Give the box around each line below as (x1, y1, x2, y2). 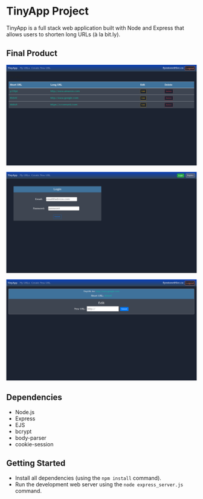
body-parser (14, 434, 47, 441)
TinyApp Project (6, 4, 89, 18)
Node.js (14, 408, 35, 415)
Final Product (6, 48, 57, 59)
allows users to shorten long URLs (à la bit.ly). (6, 30, 121, 38)
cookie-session (14, 440, 54, 448)
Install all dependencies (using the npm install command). (14, 474, 162, 481)
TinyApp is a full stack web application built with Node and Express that (6, 24, 184, 31)
